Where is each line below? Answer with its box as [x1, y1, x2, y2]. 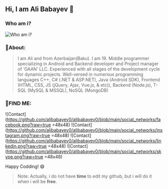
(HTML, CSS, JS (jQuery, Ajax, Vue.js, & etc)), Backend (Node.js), [17, 82, 152, 88]
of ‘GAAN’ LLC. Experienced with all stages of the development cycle [17, 66, 160, 72]
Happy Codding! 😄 [5, 163, 45, 169]
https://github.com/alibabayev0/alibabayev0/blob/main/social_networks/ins [6, 127, 163, 133]
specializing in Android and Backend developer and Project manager [17, 61, 159, 67]
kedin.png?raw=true [5, 143, 47, 149]
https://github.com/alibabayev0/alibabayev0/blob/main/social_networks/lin [6, 138, 161, 144]
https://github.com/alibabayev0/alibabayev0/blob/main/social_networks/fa [6, 116, 161, 123]
